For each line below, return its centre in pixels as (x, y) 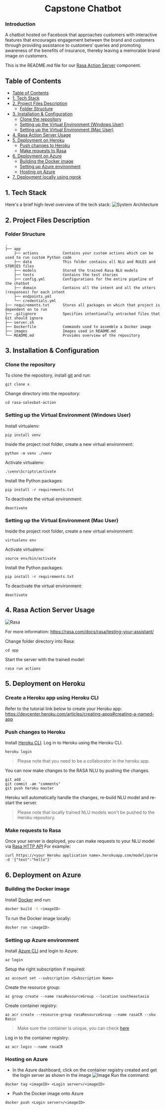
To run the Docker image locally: (38, 918)
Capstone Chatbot (83, 9)
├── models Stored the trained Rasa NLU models (76, 270)
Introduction (20, 24)
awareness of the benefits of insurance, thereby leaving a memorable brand (82, 50)
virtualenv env (21, 540)
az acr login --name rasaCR (34, 1047)
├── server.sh (20, 322)
